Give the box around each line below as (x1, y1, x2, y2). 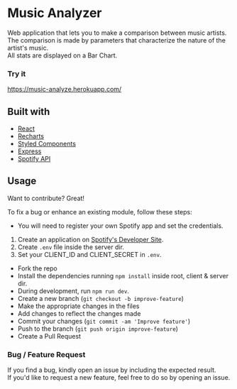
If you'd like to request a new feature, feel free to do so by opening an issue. (7, 373, 231, 382)
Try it (7, 69, 26, 79)
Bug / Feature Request (7, 349, 86, 359)
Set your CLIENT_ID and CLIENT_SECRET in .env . (17, 250, 162, 258)
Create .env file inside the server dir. (17, 243, 124, 251)
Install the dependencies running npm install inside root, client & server (17, 271, 229, 280)
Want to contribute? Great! (7, 194, 85, 202)
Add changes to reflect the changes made (17, 309, 141, 317)
